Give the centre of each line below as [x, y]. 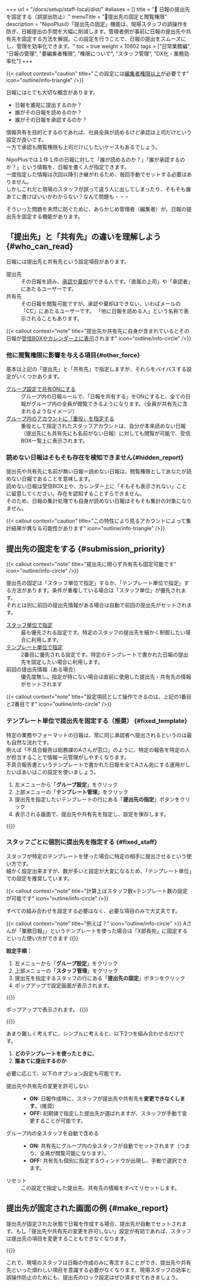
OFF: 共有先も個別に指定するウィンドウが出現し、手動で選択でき [108, 1160]
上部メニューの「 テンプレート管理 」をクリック [71, 792]
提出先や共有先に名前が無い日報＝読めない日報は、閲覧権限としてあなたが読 [99, 472]
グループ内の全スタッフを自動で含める [52, 1133]
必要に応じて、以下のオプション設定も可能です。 [65, 1073]
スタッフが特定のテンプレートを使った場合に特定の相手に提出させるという [96, 856]
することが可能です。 [60, 1121]
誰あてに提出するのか [40, 1061]
